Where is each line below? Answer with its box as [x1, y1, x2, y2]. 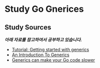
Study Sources [4, 23, 51, 32]
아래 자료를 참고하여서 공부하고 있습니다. [4, 37, 82, 42]
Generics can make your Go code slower [11, 57, 95, 63]
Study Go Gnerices [4, 3, 84, 15]
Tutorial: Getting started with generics [11, 47, 90, 52]
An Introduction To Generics [11, 52, 70, 58]
